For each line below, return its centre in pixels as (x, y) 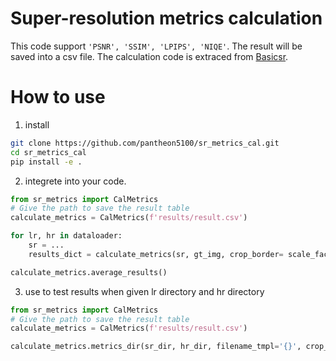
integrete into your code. (75, 181)
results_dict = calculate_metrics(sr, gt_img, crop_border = (156, 254)
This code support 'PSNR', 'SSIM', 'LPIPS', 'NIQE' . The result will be (156, 46)
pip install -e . (46, 162)
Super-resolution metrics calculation (166, 18)
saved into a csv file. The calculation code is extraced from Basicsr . (149, 56)
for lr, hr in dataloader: (66, 236)
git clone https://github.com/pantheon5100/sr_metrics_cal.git (145, 143)
